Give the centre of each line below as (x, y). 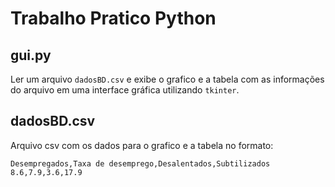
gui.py (31, 55)
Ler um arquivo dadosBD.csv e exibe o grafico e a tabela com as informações (167, 79)
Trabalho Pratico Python (113, 18)
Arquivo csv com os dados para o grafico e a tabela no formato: (142, 145)
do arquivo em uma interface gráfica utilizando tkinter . (125, 90)
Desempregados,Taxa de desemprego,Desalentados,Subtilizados (140, 163)
